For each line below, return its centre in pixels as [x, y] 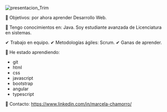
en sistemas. [18, 33]
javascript [23, 78]
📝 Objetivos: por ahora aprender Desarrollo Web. [56, 17]
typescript [23, 94]
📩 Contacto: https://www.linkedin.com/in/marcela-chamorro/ [69, 104]
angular [20, 89]
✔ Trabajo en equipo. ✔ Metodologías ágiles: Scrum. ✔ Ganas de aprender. [83, 42]
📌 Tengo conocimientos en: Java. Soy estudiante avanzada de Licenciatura [83, 27]
